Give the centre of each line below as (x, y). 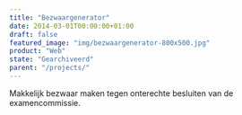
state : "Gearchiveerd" (52, 59)
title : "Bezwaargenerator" (60, 18)
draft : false (34, 34)
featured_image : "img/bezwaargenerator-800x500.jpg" (110, 43)
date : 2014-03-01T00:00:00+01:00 (72, 26)
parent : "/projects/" (50, 68)
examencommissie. (45, 102)
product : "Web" (38, 51)
